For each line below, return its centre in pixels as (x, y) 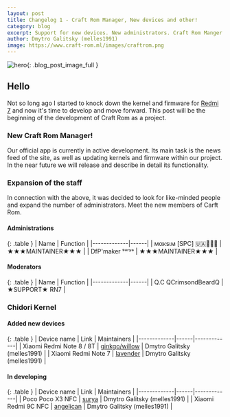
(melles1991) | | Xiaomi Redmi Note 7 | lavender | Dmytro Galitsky (99, 353)
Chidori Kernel (32, 307)
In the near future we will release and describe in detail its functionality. (108, 165)
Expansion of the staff (45, 183)
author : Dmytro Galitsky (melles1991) (62, 39)
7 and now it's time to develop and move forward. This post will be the (106, 110)
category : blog (29, 26)
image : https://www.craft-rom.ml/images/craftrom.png (86, 45)
